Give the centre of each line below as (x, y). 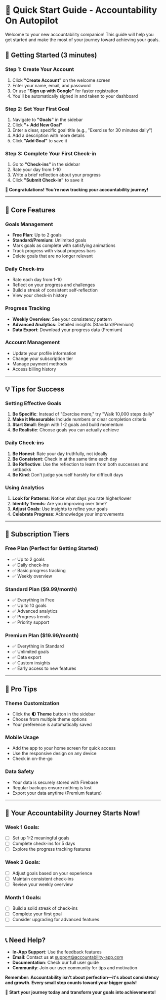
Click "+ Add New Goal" (37, 125)
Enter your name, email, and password (51, 85)
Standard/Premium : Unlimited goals (49, 240)
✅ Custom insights (31, 663)
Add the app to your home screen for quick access (64, 748)
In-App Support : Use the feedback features (57, 952)
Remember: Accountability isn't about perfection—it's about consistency (82, 977)
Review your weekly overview (42, 884)
